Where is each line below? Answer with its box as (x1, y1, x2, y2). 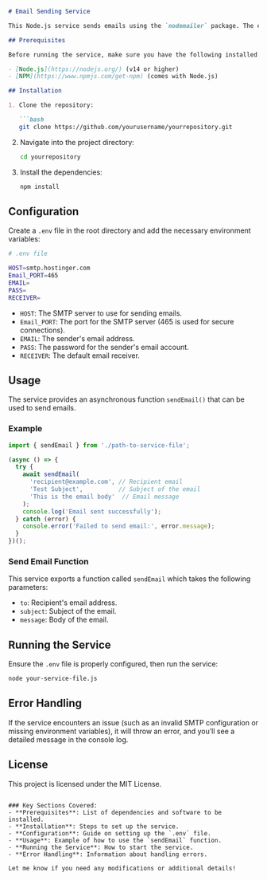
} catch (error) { (15, 515, 77, 523)
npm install (19, 183, 60, 191)
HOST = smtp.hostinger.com (8, 264, 91, 273)
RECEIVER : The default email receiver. (19, 351, 141, 360)
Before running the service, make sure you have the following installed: (8, 50, 261, 59)
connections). (19, 325, 66, 335)
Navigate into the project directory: (19, 137, 135, 147)
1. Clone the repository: (8, 101, 94, 109)
